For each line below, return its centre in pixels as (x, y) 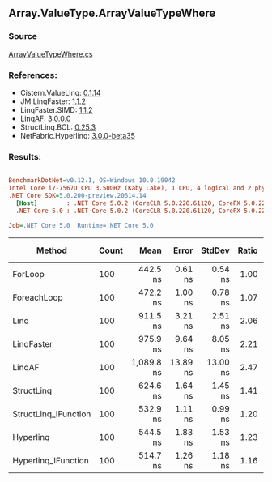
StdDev (216, 250)
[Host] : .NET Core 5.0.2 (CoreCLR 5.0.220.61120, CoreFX (128, 203)
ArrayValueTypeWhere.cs (51, 54)
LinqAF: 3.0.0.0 (45, 118)
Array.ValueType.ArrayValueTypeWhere (112, 13)
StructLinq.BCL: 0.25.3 (58, 127)
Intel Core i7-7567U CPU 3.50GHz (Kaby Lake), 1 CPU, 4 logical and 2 (130, 188)
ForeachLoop (38, 297)
